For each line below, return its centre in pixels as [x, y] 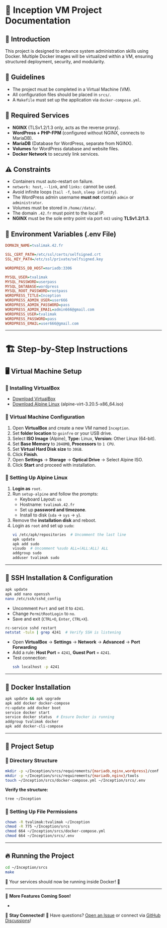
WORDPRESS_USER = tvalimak [31, 314]
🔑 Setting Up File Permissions [42, 812]
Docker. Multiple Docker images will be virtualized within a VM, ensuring [79, 56]
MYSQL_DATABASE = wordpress [32, 286]
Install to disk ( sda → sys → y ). [50, 515]
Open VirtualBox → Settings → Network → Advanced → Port [76, 642]
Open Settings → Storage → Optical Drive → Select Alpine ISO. [78, 459]
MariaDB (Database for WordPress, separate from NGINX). [73, 143]
